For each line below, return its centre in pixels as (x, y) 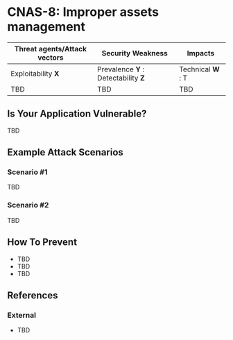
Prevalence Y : (121, 69)
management (46, 27)
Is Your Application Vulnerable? (77, 114)
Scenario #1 (27, 172)
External (22, 315)
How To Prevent (42, 243)
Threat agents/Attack (51, 49)
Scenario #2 (28, 205)
